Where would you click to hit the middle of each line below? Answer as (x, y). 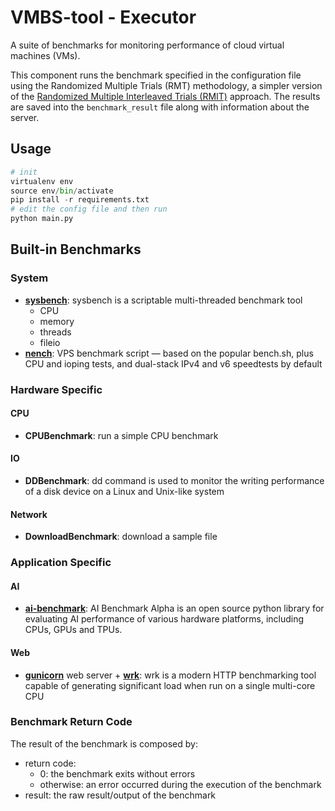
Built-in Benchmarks (76, 249)
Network (29, 514)
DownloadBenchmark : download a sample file (121, 537)
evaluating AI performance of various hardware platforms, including (164, 619)
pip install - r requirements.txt (80, 200)
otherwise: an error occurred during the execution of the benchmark (180, 784)
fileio (50, 342)
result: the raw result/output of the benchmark (120, 795)
